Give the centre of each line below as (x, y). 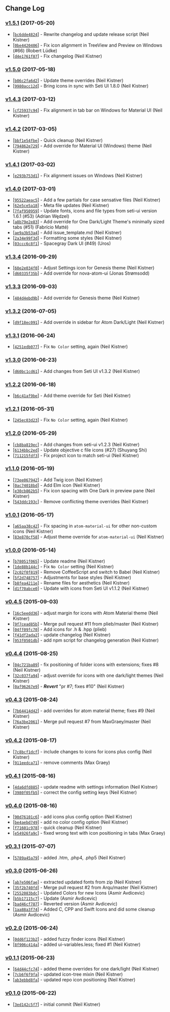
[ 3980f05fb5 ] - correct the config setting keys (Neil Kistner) (75, 792)
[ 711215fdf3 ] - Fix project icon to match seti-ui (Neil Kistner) (76, 455)
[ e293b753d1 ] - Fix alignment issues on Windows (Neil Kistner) (78, 175)
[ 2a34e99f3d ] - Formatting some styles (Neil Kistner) (67, 238)
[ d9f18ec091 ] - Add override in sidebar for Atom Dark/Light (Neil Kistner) (89, 322)
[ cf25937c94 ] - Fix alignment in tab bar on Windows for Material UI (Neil (88, 110)
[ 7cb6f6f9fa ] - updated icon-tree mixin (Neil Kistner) (68, 974)
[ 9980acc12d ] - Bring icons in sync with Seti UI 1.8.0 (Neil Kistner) (81, 86)
